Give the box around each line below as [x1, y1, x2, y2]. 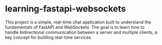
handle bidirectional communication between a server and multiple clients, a [5, 29, 158, 35]
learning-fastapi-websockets [5, 3, 126, 14]
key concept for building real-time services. [5, 34, 92, 40]
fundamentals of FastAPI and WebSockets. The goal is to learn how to [5, 24, 145, 30]
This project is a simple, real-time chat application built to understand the [5, 19, 151, 25]
